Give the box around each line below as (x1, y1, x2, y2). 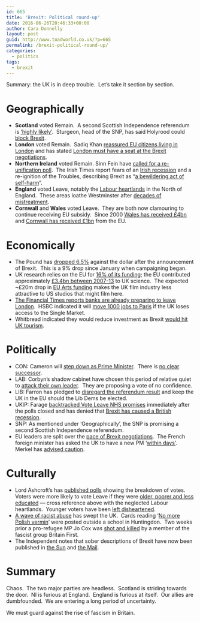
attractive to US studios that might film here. (14, 290, 124, 298)
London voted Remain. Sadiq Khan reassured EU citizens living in (14, 141, 178, 148)
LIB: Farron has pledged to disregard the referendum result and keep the (14, 388, 194, 396)
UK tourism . (14, 322, 45, 329)
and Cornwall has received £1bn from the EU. (14, 217, 127, 225)
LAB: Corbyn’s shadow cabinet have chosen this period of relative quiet (14, 375, 192, 383)
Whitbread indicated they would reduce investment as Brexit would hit (14, 315, 188, 323)
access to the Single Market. (14, 310, 86, 317)
